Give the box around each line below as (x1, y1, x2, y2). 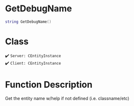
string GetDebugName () (5, 19, 52, 24)
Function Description (5, 79, 93, 90)
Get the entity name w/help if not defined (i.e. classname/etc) (5, 95, 130, 101)
